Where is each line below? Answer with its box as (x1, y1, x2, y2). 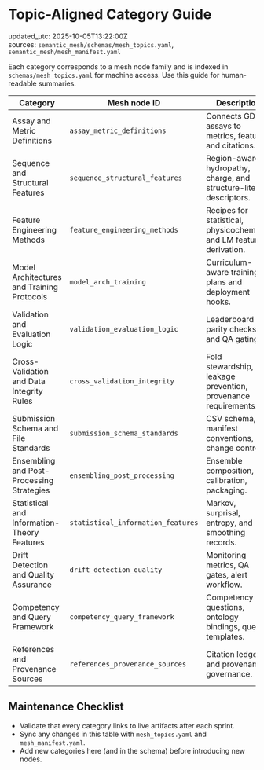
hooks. (205, 296, 232, 307)
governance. (205, 668, 253, 679)
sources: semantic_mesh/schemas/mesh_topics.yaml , (8, 39, 174, 49)
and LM (205, 234, 234, 245)
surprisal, (205, 507, 241, 518)
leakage (205, 371, 236, 382)
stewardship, (205, 361, 254, 372)
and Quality (12, 569, 55, 580)
